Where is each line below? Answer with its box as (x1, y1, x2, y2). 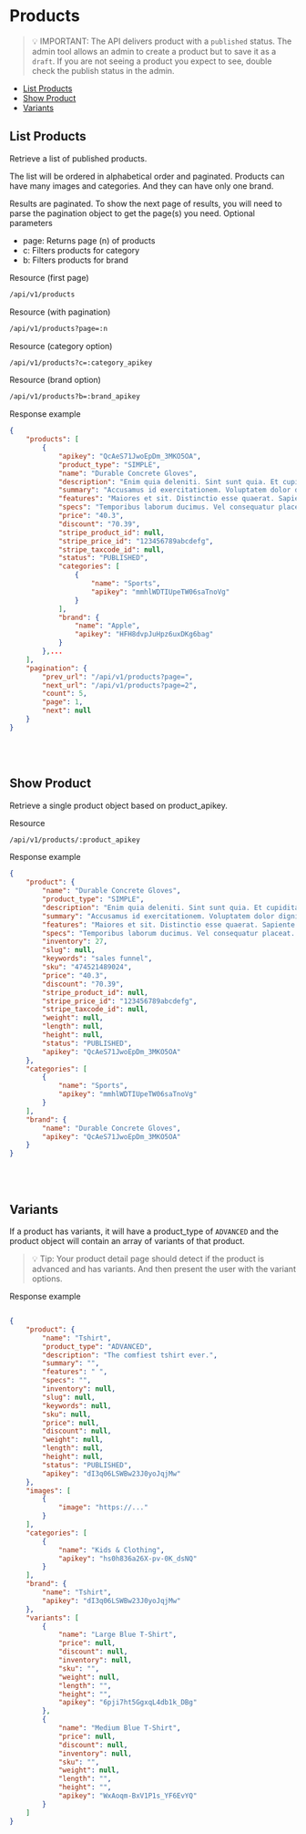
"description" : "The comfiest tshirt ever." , (42, 1351, 219, 1360)
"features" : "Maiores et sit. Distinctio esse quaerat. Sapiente (42, 920, 296, 929)
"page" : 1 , (42, 698, 84, 707)
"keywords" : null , (42, 1401, 112, 1410)
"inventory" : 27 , (42, 937, 107, 947)
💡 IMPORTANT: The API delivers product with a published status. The (31, 36, 292, 47)
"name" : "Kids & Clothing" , (57, 1545, 166, 1555)
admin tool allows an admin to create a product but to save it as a (31, 46, 277, 57)
